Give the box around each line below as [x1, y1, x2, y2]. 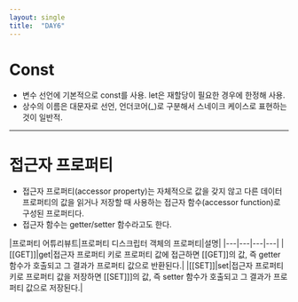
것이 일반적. [21, 112, 64, 123]
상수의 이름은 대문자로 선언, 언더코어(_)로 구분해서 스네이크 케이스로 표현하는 [21, 101, 287, 112]
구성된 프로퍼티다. [21, 208, 84, 219]
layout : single [9, 12, 66, 22]
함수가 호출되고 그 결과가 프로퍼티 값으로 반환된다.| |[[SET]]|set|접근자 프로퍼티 [9, 260, 284, 271]
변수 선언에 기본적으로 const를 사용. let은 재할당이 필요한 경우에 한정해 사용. [21, 90, 286, 100]
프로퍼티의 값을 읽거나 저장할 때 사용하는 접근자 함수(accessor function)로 [21, 197, 281, 208]
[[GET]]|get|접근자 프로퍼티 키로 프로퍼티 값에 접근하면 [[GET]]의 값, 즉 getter [9, 250, 281, 260]
